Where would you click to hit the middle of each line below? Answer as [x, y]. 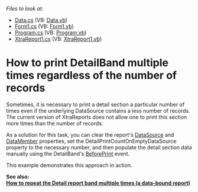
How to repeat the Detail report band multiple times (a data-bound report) [98, 183]
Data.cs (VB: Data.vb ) [41, 20]
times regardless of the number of [92, 76]
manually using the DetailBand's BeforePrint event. [68, 153]
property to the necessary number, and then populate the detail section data [99, 147]
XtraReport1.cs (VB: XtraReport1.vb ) [58, 39]
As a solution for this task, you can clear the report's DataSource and [90, 135]
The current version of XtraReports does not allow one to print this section [97, 117]
